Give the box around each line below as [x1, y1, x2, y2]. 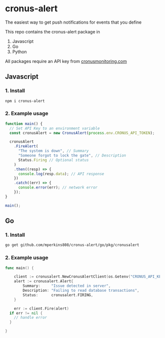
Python [12, 49, 27, 55]
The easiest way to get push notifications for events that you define [5, 19, 142, 25]
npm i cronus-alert [5, 98, 45, 103]
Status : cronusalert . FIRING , [23, 292, 93, 298]
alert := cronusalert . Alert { [14, 279, 74, 284]
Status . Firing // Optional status [18, 157, 89, 162]
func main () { [5, 265, 34, 271]
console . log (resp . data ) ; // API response [18, 171, 105, 176]
